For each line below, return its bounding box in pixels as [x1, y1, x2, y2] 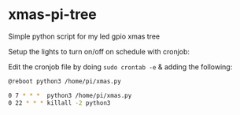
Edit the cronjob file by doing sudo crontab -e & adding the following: [8, 61, 233, 72]
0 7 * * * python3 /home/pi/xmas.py [8, 91, 132, 99]
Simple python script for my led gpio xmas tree [8, 32, 161, 41]
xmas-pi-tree [8, 6, 97, 24]
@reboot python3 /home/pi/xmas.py [8, 77, 122, 85]
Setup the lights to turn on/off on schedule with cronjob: [8, 46, 190, 56]
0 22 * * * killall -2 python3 [8, 98, 111, 107]
